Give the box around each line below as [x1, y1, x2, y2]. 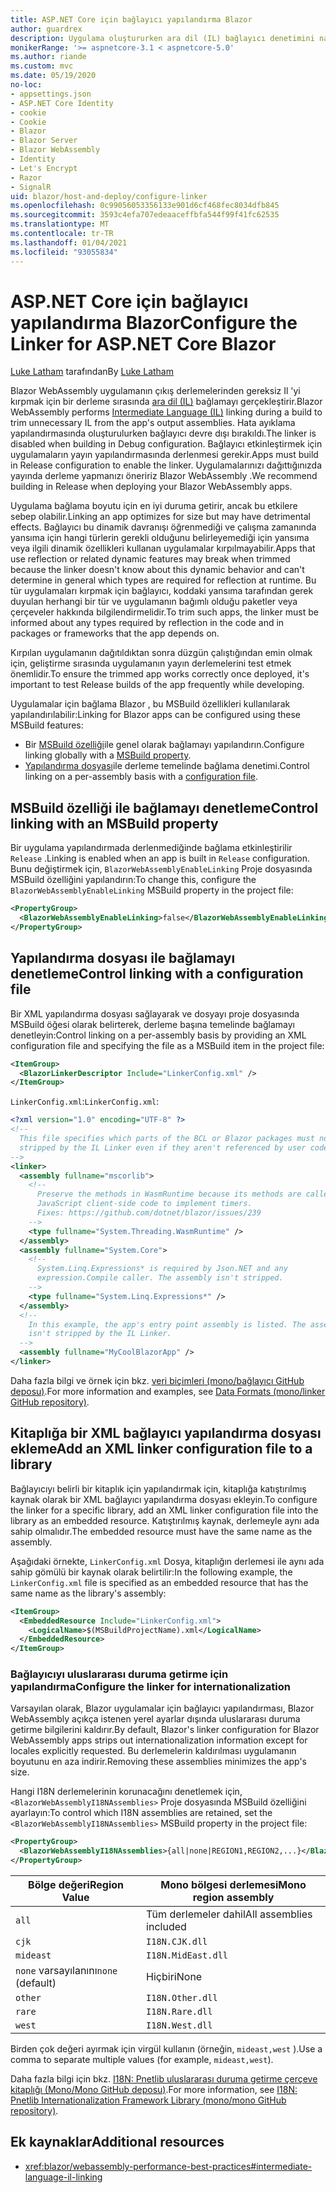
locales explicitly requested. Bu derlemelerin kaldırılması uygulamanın [10, 1745, 297, 1757]
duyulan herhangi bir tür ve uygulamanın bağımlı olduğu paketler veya [10, 596, 298, 608]
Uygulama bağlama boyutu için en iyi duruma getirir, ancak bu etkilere [10, 500, 298, 512]
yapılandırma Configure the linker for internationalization [10, 1680, 292, 1694]
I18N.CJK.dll [146, 1936, 208, 1948]
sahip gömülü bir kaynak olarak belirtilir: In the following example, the [10, 1566, 293, 1578]
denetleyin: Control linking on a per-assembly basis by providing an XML [10, 1029, 307, 1041]
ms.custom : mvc [10, 61, 74, 71]
